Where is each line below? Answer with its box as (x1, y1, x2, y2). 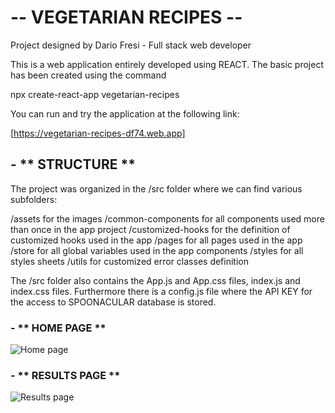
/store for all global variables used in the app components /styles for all (10, 244, 304, 256)
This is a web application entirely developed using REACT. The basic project (10, 58, 324, 70)
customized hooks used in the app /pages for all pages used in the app (10, 234, 303, 246)
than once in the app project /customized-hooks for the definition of (10, 223, 291, 235)
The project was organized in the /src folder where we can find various (10, 182, 303, 195)
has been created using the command (10, 69, 167, 81)
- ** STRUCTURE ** (10, 156, 136, 173)
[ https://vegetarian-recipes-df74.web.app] (10, 127, 186, 139)
